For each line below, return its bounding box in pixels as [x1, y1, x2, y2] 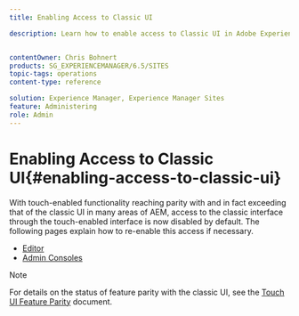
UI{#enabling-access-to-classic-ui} [9, 167, 282, 188]
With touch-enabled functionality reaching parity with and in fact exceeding [9, 197, 287, 207]
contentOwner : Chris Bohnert [9, 53, 117, 62]
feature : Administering [9, 102, 98, 111]
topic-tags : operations [9, 69, 98, 78]
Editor [21, 242, 44, 254]
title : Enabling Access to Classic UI [9, 12, 153, 22]
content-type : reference [9, 77, 101, 87]
